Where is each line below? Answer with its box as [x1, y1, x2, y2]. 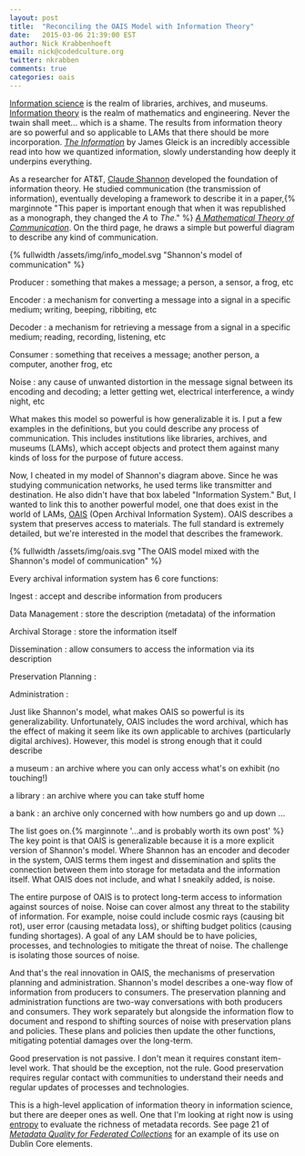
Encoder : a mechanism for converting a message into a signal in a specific [9, 294, 291, 305]
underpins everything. [9, 156, 93, 167]
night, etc [9, 396, 46, 407]
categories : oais [9, 73, 76, 82]
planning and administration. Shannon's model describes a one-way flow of [9, 976, 293, 987]
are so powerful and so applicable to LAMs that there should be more [9, 127, 269, 138]
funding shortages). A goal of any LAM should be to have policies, [9, 930, 258, 941]
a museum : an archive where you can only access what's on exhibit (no [9, 762, 280, 773]
